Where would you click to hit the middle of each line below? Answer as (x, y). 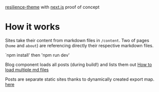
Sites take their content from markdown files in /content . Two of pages (77, 40)
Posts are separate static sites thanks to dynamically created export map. (80, 79)
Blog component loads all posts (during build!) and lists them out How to (79, 64)
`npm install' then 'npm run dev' (38, 55)
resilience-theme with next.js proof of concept (52, 7)
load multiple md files (27, 69)
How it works (33, 27)
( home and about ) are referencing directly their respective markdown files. (79, 46)
